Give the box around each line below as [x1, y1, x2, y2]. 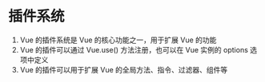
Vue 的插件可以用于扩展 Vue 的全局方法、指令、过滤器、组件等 [19, 64, 228, 74]
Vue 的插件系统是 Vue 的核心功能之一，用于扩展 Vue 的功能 [19, 35, 217, 45]
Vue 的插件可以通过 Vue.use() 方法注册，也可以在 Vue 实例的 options [19, 45, 248, 54]
